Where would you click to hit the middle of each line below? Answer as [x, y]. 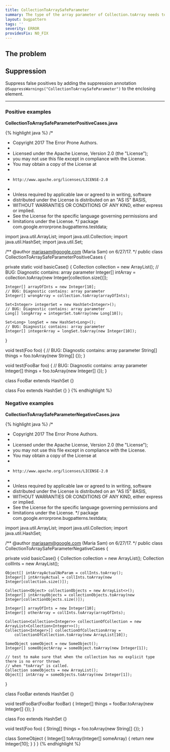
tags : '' [14, 24]
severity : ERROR [22, 29]
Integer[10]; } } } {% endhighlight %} [43, 743]
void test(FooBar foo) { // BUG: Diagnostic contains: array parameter [76, 365]
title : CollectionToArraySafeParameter [47, 10]
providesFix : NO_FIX [27, 33]
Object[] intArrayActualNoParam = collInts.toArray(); [64, 573]
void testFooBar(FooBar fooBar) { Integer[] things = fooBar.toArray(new [79, 703]
